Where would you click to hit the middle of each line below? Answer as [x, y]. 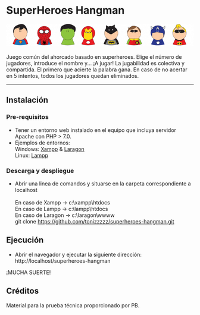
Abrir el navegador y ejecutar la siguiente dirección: [78, 254]
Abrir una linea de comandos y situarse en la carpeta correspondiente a [103, 184]
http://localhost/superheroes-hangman [62, 261]
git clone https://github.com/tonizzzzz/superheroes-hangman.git [94, 222]
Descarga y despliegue [40, 171]
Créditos [23, 291]
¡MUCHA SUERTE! [29, 272]
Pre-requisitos [27, 117]
